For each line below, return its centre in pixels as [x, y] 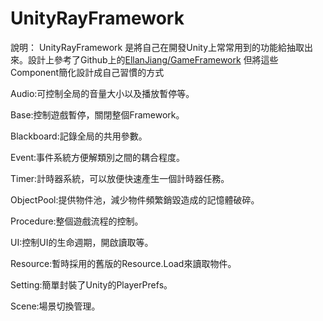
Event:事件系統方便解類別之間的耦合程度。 [98, 157]
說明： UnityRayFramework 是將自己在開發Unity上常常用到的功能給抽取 [157, 47]
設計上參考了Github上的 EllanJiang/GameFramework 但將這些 [153, 59]
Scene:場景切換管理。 [55, 306]
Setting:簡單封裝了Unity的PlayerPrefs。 [91, 284]
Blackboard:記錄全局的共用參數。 [79, 136]
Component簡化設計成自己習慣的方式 [87, 72]
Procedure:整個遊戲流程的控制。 [77, 221]
